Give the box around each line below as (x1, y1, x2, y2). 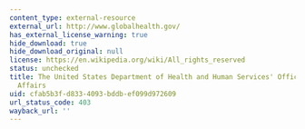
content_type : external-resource (9, 13, 136, 23)
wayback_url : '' (9, 106, 71, 115)
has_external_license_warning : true (9, 30, 148, 39)
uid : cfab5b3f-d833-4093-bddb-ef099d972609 (9, 89, 177, 98)
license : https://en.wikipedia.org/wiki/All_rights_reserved (9, 55, 246, 64)
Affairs (17, 81, 47, 90)
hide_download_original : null (9, 47, 124, 56)
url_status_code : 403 (9, 97, 92, 107)
